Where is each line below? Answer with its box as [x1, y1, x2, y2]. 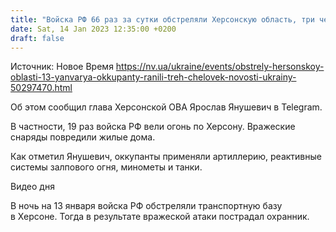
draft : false [10, 33, 65, 43]
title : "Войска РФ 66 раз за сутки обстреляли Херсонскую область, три [10, 14, 315, 25]
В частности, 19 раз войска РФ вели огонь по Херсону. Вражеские [10, 121, 296, 133]
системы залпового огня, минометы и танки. [10, 161, 203, 173]
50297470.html [10, 82, 73, 94]
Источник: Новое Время [10, 61, 114, 73]
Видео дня [10, 181, 55, 193]
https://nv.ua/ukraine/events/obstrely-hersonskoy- [115, 61, 325, 73]
